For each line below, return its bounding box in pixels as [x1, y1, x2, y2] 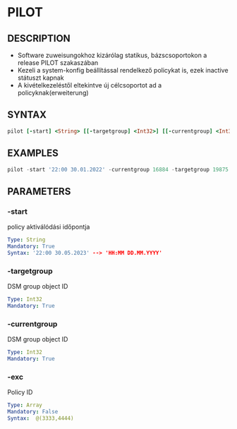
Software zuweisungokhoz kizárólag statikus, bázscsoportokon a [17, 51, 207, 59]
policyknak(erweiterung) [17, 89, 90, 97]
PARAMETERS [7, 185, 71, 198]
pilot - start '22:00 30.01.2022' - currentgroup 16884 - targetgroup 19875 [7, 166, 229, 173]
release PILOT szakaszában [17, 59, 99, 67]
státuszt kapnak [17, 73, 65, 82]
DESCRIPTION [7, 32, 71, 44]
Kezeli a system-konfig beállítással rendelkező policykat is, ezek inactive [17, 66, 229, 74]
